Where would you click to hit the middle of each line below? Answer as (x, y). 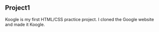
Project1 (17, 8)
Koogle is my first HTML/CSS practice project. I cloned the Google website (79, 19)
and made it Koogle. (25, 24)
